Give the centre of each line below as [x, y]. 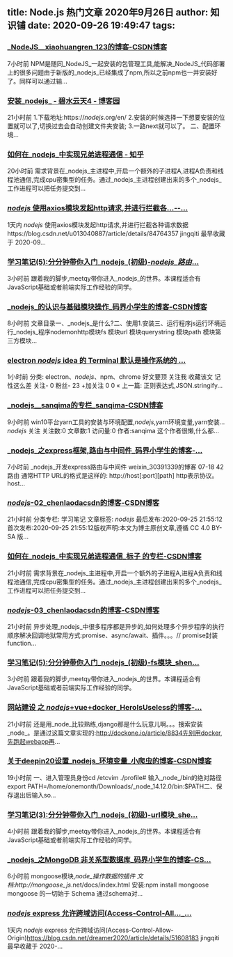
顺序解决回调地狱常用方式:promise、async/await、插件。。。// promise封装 [113, 635]
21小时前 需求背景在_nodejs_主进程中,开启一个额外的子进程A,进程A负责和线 [115, 573]
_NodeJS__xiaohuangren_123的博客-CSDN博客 [87, 47]
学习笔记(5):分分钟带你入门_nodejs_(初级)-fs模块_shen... [103, 662]
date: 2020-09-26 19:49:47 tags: [101, 25]
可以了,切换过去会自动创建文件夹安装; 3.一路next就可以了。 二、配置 [117, 126]
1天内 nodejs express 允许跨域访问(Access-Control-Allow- [90, 930]
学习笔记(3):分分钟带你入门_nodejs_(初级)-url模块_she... [103, 815]
